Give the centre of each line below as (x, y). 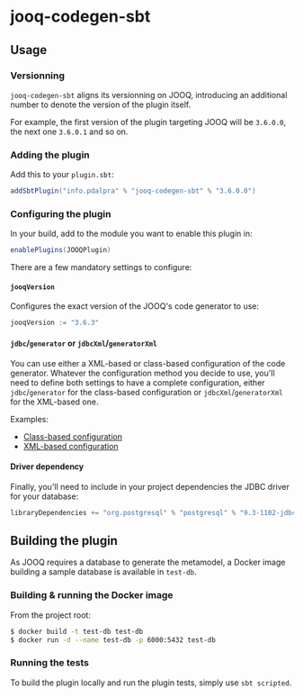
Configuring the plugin (61, 213)
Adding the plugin (50, 155)
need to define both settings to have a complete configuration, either (138, 382)
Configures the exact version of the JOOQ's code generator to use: (135, 306)
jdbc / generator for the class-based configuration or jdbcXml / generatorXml (147, 392)
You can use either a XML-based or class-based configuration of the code (148, 363)
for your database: (45, 496)
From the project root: (50, 615)
